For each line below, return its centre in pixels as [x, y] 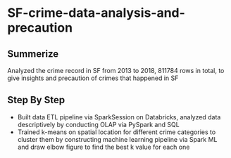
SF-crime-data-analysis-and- [96, 13]
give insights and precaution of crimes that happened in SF [93, 78]
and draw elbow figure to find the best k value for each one [104, 147]
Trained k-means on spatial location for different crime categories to [117, 132]
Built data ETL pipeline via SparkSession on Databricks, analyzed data [119, 117]
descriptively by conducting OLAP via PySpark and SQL [98, 124]
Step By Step [36, 100]
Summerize [33, 54]
